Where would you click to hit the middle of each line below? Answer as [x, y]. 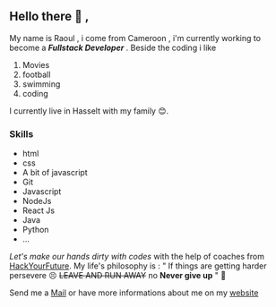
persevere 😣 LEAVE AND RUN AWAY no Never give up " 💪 [118, 276]
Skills [22, 133]
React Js [39, 210]
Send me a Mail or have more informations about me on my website [134, 293]
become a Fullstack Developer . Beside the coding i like [113, 47]
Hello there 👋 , [49, 17]
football [36, 74]
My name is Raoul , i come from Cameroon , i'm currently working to [135, 38]
